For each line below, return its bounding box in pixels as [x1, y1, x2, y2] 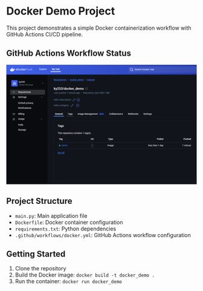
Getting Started [6, 249, 66, 259]
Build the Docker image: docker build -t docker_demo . [14, 271, 155, 279]
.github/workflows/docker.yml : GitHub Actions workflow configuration [14, 231, 192, 238]
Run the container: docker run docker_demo [14, 278, 122, 285]
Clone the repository [14, 265, 66, 272]
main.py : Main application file [14, 212, 88, 219]
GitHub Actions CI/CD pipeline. [6, 30, 83, 38]
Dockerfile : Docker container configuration [14, 218, 123, 226]
